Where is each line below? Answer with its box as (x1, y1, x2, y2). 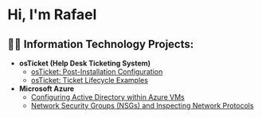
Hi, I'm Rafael (7, 6, 97, 24)
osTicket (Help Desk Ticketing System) (18, 58, 151, 68)
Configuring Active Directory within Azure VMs (30, 92, 185, 101)
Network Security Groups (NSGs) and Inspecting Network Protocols (30, 101, 254, 110)
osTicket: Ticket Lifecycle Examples (30, 76, 149, 85)
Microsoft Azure (18, 84, 75, 93)
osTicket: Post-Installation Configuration (30, 67, 163, 77)
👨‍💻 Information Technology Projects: (7, 37, 194, 51)
